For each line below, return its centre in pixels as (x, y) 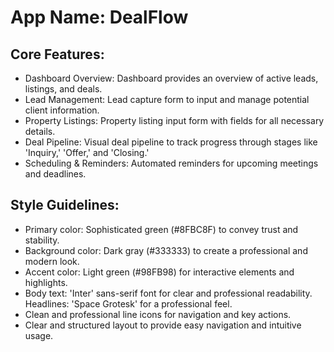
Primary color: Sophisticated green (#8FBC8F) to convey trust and (161, 229)
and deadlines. (55, 174)
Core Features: (57, 54)
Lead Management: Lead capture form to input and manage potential (167, 99)
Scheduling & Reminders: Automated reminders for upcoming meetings (171, 163)
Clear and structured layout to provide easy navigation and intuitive (163, 325)
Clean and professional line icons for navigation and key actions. (158, 314)
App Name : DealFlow (99, 17)
